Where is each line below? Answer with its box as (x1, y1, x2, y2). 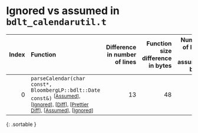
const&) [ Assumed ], (31, 92, 81, 102)
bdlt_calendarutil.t (6, 16, 107, 28)
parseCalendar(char (31, 75, 85, 82)
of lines (114, 58, 137, 66)
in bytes (148, 61, 172, 69)
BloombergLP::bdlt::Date (31, 87, 101, 94)
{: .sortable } (6, 121, 37, 128)
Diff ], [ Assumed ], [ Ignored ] (31, 107, 94, 114)
